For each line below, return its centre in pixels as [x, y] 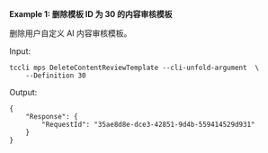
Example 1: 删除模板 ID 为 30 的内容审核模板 [91, 14]
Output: [23, 92]
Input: [20, 51]
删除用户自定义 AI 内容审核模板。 [71, 33]
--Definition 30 [56, 76]
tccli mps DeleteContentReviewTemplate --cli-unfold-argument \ [134, 67]
